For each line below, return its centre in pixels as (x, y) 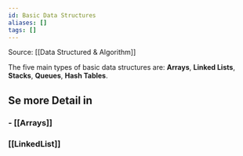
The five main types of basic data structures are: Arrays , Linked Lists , (121, 67)
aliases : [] (27, 23)
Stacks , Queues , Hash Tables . (58, 76)
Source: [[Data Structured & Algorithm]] (72, 53)
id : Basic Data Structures (52, 15)
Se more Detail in (50, 100)
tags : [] (22, 30)
